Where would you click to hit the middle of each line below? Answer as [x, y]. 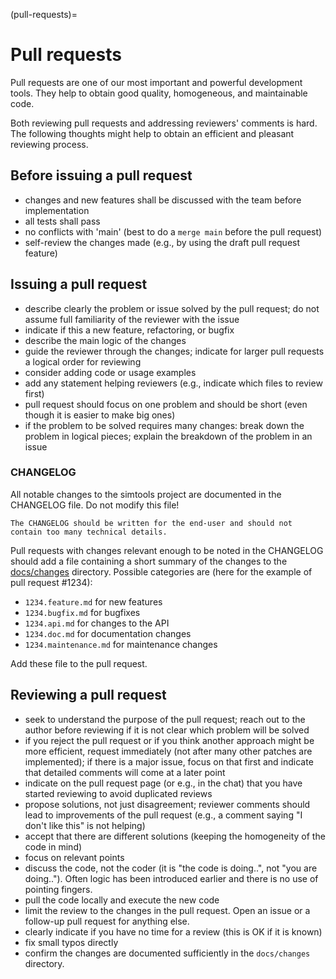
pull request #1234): [51, 582]
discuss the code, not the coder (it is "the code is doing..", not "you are [171, 868]
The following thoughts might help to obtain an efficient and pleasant [152, 133]
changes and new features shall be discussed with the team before [163, 200]
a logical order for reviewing [83, 361]
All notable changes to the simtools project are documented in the [146, 494]
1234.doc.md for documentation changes [108, 633]
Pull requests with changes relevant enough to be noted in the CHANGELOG [167, 550]
